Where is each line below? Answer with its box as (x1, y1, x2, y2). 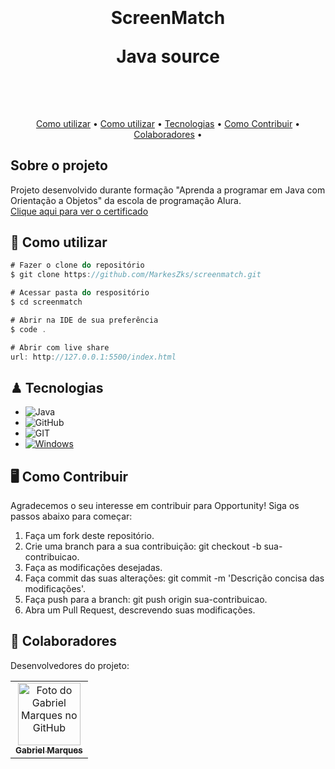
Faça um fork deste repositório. (24, 530, 155, 542)
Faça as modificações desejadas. (24, 562, 163, 574)
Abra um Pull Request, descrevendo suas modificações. (24, 604, 256, 616)
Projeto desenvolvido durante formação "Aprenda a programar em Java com (10, 184, 326, 196)
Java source (116, 45, 220, 68)
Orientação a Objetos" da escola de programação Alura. (10, 194, 242, 206)
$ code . (10, 324, 47, 334)
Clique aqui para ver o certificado (10, 205, 149, 217)
